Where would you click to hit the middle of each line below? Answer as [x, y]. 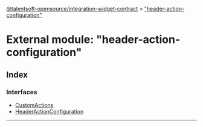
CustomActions [34, 105]
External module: [50, 40]
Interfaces [22, 92]
